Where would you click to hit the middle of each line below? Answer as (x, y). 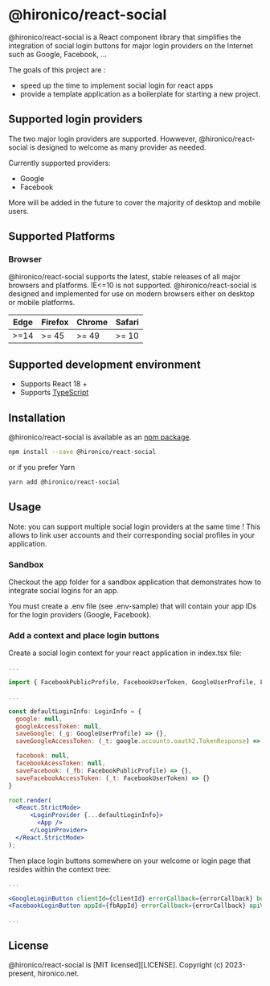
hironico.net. (58, 974)
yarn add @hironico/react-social (64, 482)
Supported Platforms (62, 236)
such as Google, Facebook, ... (57, 54)
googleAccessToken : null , (59, 726)
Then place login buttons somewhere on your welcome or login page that (130, 860)
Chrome (92, 322)
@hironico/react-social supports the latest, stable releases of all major (125, 277)
